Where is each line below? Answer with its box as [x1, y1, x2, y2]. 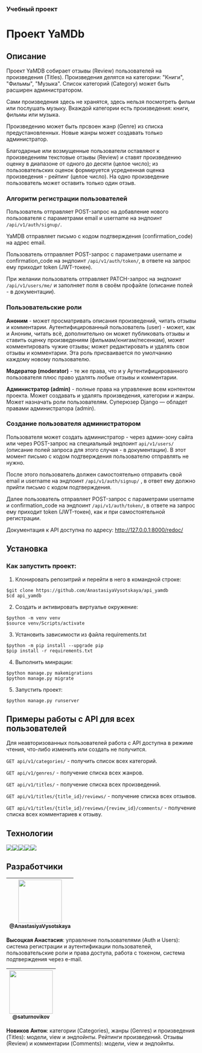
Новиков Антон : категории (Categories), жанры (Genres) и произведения [6, 1026, 195, 1034]
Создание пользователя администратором [6, 419, 141, 428]
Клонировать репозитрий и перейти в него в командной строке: [14, 576, 181, 583]
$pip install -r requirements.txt [6, 648, 93, 654]
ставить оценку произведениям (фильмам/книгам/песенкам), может [6, 336, 185, 343]
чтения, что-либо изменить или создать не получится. [6, 745, 147, 753]
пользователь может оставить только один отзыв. [6, 179, 136, 186]
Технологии [6, 828, 53, 839]
